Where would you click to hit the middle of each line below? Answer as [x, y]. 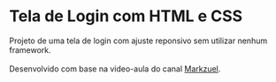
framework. [30, 49]
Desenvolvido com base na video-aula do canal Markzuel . [115, 69]
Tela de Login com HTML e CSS [126, 16]
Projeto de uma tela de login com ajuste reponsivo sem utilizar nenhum [138, 41]
